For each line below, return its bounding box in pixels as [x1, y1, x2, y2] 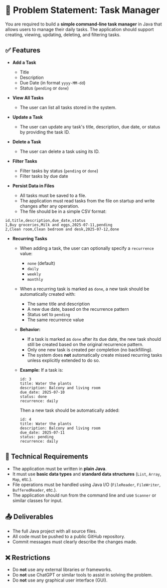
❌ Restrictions [5, 553, 51, 562]
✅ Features [5, 46, 41, 54]
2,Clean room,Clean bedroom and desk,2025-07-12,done [5, 227, 120, 232]
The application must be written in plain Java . [12, 466, 107, 472]
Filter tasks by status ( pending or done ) [19, 167, 99, 174]
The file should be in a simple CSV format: [19, 208, 107, 214]
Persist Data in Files [12, 182, 55, 189]
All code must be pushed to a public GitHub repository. [12, 534, 126, 540]
